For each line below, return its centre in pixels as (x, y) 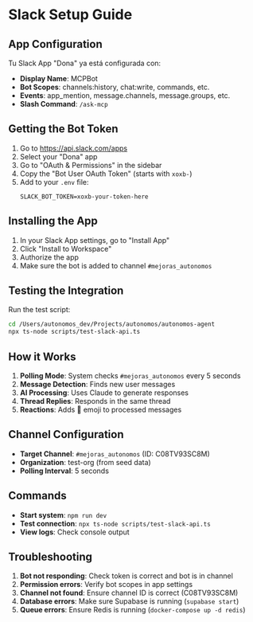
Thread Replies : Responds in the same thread (95, 401)
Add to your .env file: (54, 182)
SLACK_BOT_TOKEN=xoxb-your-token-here (84, 197)
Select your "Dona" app (58, 156)
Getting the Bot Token (63, 129)
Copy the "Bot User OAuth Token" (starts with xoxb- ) (106, 174)
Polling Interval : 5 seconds (64, 471)
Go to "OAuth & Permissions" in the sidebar (91, 165)
